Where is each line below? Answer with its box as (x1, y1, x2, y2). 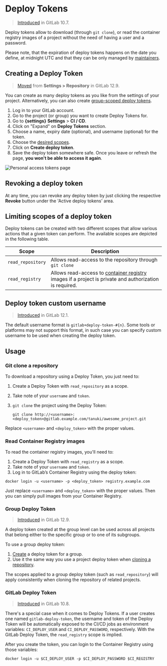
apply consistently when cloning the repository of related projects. (5, 577, 141, 583)
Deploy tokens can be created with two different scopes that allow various (5, 225, 158, 231)
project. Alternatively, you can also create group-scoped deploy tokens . (5, 97, 153, 103)
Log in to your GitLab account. (12, 107, 75, 113)
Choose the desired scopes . (12, 139, 71, 145)
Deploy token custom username (5, 299, 106, 307)
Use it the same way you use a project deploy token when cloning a (12, 557, 151, 563)
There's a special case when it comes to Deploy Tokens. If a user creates (5, 610, 155, 616)
